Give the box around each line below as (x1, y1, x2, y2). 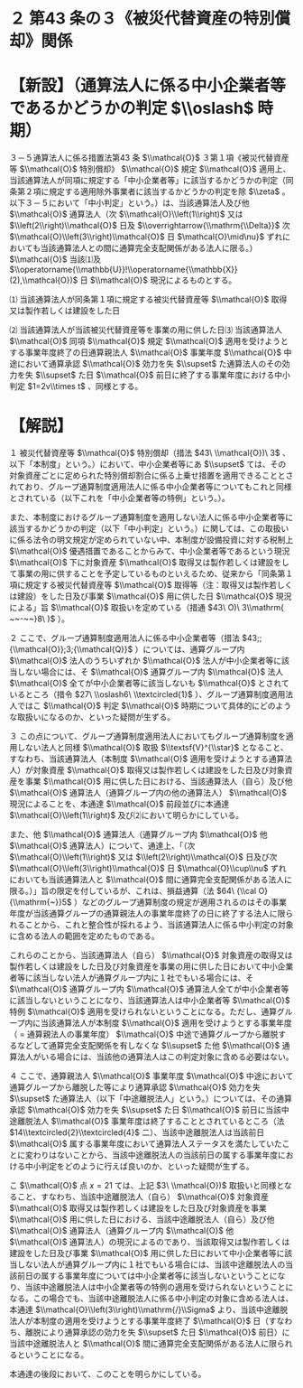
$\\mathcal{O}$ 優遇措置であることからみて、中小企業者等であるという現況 (9, 545, 290, 556)
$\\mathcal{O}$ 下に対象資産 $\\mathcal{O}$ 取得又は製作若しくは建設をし (9, 557, 290, 568)
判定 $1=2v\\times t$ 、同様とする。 (9, 381, 143, 392)
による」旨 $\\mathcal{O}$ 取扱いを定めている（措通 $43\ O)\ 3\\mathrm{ (9, 602, 285, 613)
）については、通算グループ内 (134, 644, 245, 655)
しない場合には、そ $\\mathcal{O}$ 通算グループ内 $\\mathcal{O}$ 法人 (16, 666, 284, 677)
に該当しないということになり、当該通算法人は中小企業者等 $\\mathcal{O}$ (9, 995, 290, 1006)
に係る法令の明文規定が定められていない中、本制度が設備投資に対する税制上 (9, 535, 294, 545)
